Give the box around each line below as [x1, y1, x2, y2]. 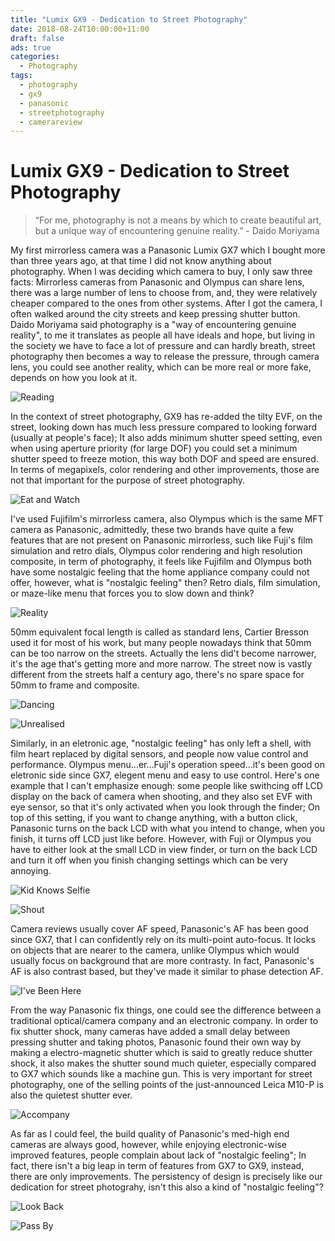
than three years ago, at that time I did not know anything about [10, 255, 272, 267]
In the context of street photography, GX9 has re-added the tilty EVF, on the [10, 411, 323, 423]
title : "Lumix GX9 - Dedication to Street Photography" [10, 14, 248, 25]
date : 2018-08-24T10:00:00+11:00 [10, 24, 150, 34]
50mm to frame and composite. [10, 679, 140, 691]
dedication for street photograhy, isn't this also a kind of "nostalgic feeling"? [10, 1181, 324, 1193]
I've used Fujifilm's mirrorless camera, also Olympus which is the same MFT [10, 513, 324, 525]
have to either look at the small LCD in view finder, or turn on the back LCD [10, 844, 318, 856]
